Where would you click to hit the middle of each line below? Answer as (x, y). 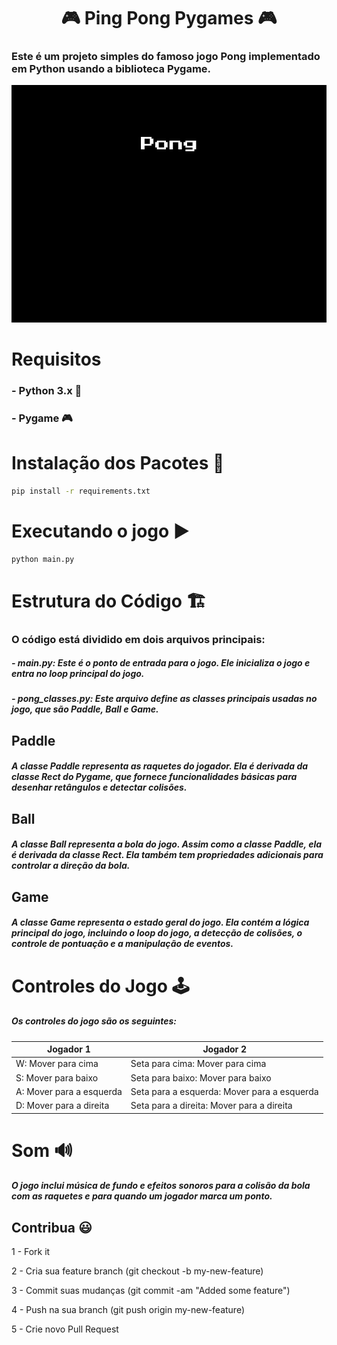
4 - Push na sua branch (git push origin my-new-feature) (128, 1310)
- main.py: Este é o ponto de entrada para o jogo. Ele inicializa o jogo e (161, 663)
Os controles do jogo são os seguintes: (94, 1021)
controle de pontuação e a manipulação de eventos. (122, 944)
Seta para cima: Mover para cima (198, 1064)
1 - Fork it (31, 1252)
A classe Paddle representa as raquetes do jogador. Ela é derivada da (160, 766)
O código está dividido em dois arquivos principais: (138, 639)
